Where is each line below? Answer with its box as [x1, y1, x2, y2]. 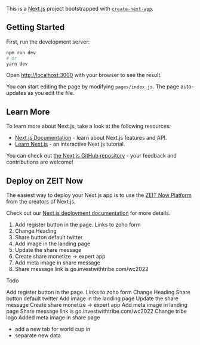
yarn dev [6, 61, 28, 67]
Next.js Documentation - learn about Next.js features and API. [14, 134, 167, 141]
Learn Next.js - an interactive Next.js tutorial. [14, 140, 125, 148]
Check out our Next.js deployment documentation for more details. [6, 210, 171, 217]
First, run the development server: [6, 38, 90, 45]
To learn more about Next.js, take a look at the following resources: [6, 122, 171, 130]
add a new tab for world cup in [14, 325, 91, 333]
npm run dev [6, 50, 36, 56]
